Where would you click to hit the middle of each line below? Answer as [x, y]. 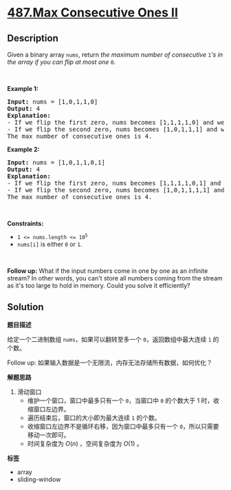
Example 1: [23, 89]
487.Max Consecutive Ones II [93, 13]
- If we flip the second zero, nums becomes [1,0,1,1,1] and [112, 129]
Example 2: [23, 149]
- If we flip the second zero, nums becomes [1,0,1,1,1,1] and [116, 190]
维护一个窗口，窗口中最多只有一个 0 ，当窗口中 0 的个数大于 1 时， [120, 400]
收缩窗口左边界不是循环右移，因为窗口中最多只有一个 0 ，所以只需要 [123, 426]
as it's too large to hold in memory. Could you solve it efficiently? [99, 285]
